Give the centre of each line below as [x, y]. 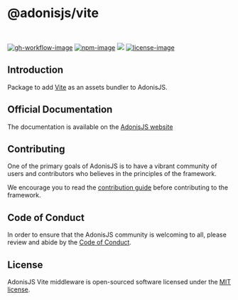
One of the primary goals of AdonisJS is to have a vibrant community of [112, 166]
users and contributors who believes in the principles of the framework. [112, 174]
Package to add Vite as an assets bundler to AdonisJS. [88, 87]
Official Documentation [60, 109]
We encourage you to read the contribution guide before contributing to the [118, 187]
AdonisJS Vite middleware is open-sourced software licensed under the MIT [119, 282]
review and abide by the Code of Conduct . [69, 242]
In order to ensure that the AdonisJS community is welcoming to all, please [117, 235]
